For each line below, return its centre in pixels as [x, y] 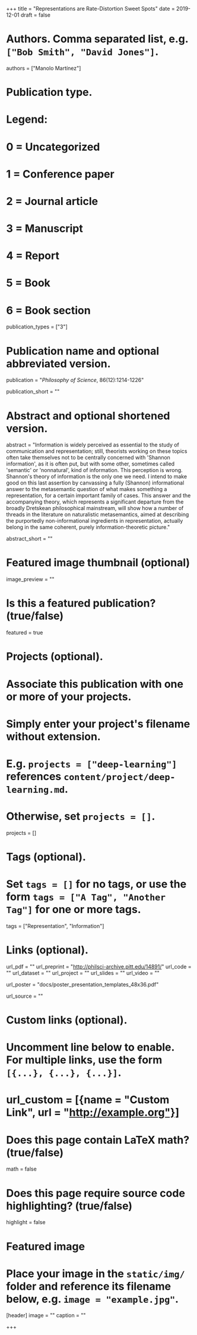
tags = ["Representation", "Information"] [55, 926]
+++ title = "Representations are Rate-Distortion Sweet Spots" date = [90, 9]
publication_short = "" [33, 392]
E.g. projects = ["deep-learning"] [92, 764]
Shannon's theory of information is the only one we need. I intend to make [97, 477]
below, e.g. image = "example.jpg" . [93, 1299]
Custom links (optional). [67, 1020]
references [34, 776]
